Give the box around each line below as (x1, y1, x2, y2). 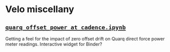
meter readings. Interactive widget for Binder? (5, 41, 102, 47)
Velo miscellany (5, 4, 74, 15)
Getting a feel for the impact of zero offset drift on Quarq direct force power (5, 36, 165, 41)
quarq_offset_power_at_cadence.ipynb (5, 24, 126, 31)
